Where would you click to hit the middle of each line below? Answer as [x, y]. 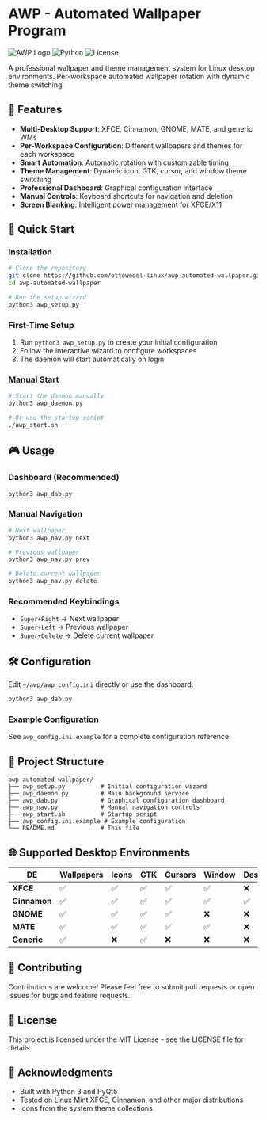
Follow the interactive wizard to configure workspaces [108, 351]
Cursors [180, 875]
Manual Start [34, 379]
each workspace [47, 154]
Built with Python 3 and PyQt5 [68, 1092]
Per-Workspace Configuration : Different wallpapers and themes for [131, 145]
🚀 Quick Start [42, 229]
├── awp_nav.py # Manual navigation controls [104, 808]
